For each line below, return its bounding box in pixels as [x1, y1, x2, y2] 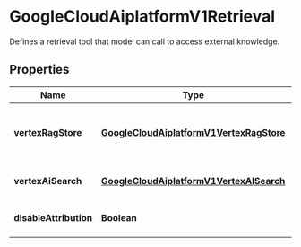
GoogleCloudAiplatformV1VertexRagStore [101, 126, 286, 138]
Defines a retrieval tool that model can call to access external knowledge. [9, 36, 280, 47]
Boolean [101, 211, 137, 224]
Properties [9, 62, 70, 77]
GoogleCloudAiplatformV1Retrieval [9, 6, 276, 27]
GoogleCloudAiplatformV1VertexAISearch [101, 174, 286, 187]
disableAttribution [13, 211, 93, 224]
